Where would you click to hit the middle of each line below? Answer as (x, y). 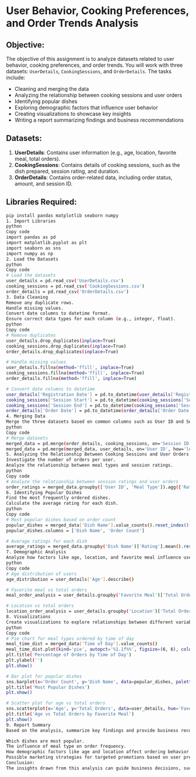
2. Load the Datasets (32, 259)
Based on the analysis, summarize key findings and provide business (92, 730)
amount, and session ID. (43, 183)
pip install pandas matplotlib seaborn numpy (62, 215)
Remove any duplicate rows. (40, 303)
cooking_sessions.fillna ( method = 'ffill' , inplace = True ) (75, 373)
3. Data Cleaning (27, 297)
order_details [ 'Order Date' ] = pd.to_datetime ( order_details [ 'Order (91, 411)
